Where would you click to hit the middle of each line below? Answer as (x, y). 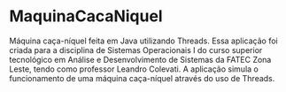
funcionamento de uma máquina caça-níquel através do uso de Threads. (142, 78)
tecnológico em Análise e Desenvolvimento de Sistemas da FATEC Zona (140, 59)
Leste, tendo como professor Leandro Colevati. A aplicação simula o (134, 69)
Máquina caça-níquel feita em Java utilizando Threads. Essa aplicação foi (143, 41)
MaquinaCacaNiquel (86, 16)
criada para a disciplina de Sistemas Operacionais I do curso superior (136, 50)
